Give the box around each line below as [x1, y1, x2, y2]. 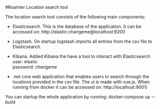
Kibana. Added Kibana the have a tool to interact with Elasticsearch [12, 53, 151, 59]
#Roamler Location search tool [5, 4, 68, 10]
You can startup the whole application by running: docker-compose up [5, 94, 151, 100]
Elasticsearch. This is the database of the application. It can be [12, 23, 142, 29]
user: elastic [12, 59, 38, 64]
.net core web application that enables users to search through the [12, 74, 150, 79]
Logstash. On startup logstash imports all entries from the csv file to [12, 38, 153, 44]
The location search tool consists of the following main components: [5, 14, 146, 19]
